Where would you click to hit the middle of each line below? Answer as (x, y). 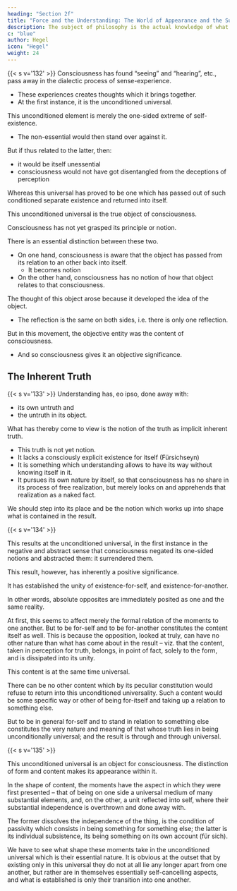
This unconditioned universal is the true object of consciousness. (102, 214)
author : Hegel (28, 40)
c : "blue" (22, 34)
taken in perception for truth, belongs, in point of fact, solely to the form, (112, 650)
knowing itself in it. (45, 472)
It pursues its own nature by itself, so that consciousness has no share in (123, 480)
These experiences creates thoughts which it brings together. (107, 94)
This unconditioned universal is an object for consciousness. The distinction (118, 763)
